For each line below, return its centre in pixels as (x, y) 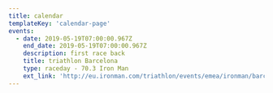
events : (22, 31)
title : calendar (36, 16)
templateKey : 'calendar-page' (60, 23)
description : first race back (74, 53)
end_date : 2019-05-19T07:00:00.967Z (85, 46)
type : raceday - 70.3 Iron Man (76, 69)
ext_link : (40, 76)
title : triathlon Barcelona (70, 61)
